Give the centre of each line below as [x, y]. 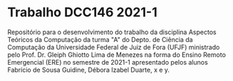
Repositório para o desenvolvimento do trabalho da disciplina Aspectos [112, 32]
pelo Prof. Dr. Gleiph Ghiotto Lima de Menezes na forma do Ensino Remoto [117, 55]
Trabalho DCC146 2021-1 [83, 12]
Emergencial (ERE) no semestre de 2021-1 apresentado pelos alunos [108, 62]
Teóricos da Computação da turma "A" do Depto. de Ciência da [100, 39]
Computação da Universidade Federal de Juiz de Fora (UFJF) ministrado [114, 47]
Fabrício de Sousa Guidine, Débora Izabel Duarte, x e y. [88, 70]
